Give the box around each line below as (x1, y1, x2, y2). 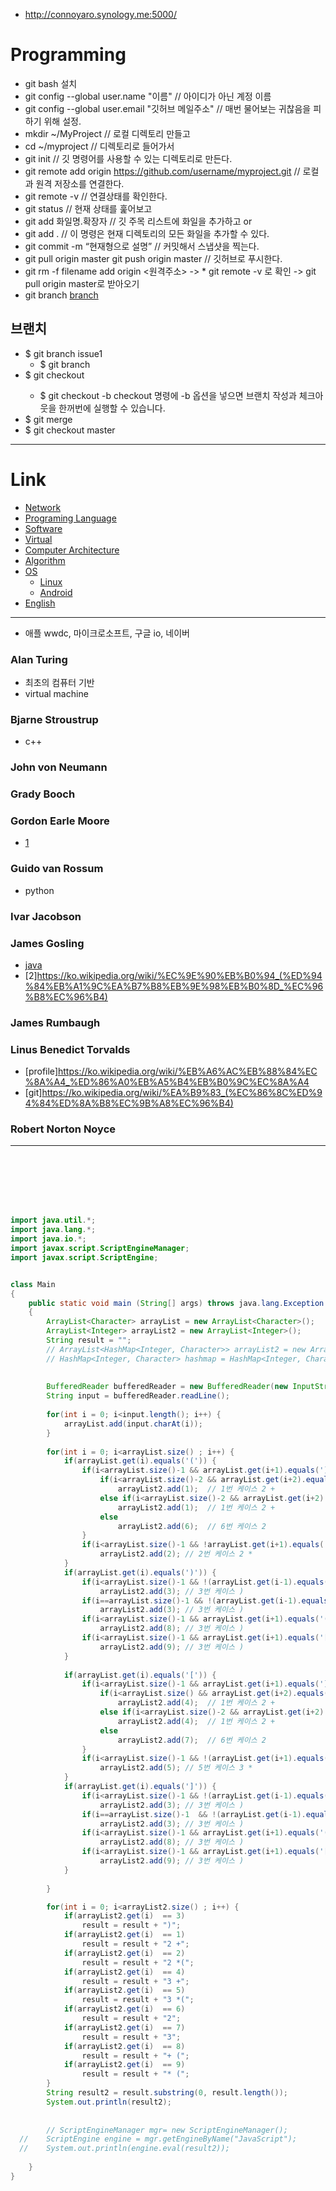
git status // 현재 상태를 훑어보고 (24, 202, 153, 214)
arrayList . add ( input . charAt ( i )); (63, 1419, 203, 1429)
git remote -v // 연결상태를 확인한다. (24, 190, 168, 202)
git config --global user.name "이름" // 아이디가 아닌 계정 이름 (24, 90, 272, 102)
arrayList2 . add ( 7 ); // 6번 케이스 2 (117, 1735, 267, 1745)
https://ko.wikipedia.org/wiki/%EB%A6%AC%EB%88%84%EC (57, 1065, 318, 1078)
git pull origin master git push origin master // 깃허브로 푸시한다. (24, 252, 283, 264)
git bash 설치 (24, 77, 78, 89)
